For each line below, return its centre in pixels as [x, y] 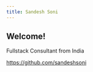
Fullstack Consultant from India [45, 51]
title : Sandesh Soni [33, 12]
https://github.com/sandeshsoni [46, 63]
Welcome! [26, 37]
